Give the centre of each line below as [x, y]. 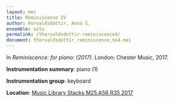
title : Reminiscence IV [36, 18]
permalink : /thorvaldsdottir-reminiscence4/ [63, 35]
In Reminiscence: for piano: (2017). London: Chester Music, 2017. [87, 57]
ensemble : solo [25, 29]
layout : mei [21, 12]
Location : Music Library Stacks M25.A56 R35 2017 [70, 93]
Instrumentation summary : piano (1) [52, 69]
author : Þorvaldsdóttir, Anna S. [49, 23]
